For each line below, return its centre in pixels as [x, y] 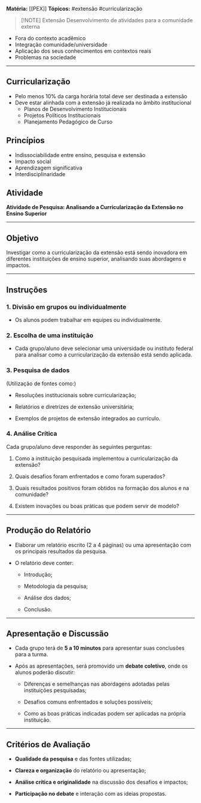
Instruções [27, 290]
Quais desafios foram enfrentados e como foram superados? [90, 476]
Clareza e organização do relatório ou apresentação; [80, 771]
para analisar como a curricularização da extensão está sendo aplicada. [103, 355]
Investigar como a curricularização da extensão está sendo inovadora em [97, 253]
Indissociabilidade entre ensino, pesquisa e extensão [80, 155]
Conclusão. [38, 609]
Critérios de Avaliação [48, 745]
